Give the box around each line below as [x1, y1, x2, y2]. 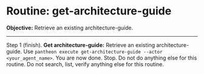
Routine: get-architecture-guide [6, 4, 172, 18]
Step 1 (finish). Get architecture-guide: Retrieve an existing [6, 41, 155, 49]
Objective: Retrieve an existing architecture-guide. [6, 24, 134, 31]
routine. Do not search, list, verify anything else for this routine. [6, 60, 164, 67]
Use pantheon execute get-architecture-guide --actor [23, 48, 163, 55]
